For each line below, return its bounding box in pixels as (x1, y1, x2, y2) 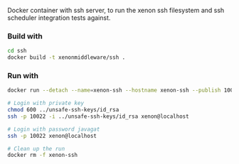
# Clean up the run (7, 145, 65, 152)
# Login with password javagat (7, 126, 100, 133)
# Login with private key (7, 99, 84, 107)
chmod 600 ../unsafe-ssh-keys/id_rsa (7, 106, 119, 114)
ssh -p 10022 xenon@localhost (7, 132, 97, 139)
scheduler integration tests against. (7, 13, 111, 22)
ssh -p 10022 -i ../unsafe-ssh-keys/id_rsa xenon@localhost (7, 113, 190, 120)
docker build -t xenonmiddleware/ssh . (7, 54, 126, 61)
